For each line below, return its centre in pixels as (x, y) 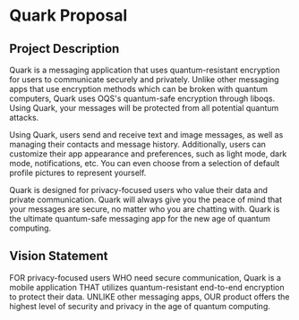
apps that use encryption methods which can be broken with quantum (139, 89)
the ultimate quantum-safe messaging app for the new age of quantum (140, 219)
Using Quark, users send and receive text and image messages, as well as (146, 135)
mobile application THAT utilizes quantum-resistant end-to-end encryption (147, 287)
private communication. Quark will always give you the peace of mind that (146, 199)
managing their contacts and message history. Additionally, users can (138, 144)
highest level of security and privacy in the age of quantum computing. (140, 306)
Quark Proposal (68, 16)
